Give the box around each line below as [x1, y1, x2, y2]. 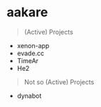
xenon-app [16, 41, 50, 50]
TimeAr [16, 56, 39, 64]
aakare [6, 4, 48, 21]
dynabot [16, 91, 42, 100]
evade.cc [16, 49, 45, 57]
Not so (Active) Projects [23, 77, 95, 86]
